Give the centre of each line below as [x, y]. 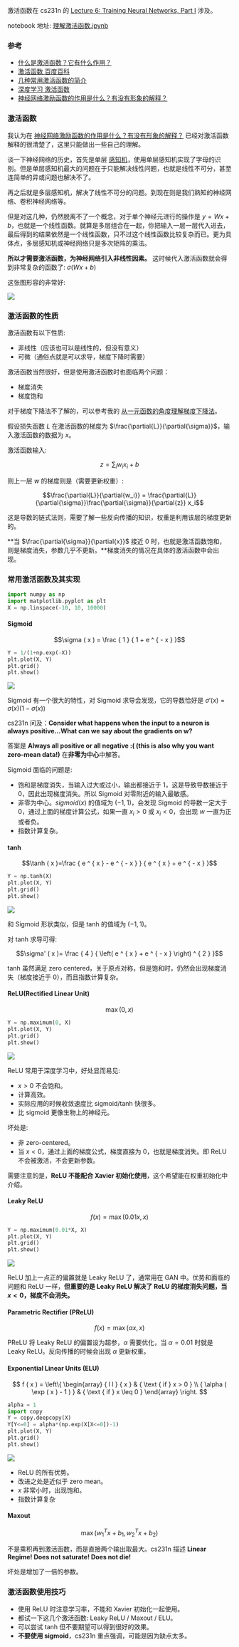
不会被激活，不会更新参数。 [58, 1160]
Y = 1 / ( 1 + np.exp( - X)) [39, 653]
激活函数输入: [27, 450]
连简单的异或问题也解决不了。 [51, 177]
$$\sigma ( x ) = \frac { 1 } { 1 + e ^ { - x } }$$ [119, 639]
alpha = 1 [22, 1405]
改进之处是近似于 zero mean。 [62, 1481]
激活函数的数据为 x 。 [44, 435]
